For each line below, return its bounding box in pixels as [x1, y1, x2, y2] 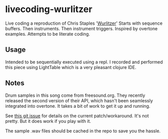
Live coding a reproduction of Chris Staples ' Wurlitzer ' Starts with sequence [5, 20, 163, 26]
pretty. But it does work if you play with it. [5, 118, 91, 124]
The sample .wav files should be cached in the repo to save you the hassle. [5, 127, 161, 134]
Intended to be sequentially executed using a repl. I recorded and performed [5, 59, 163, 65]
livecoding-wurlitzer [5, 4, 93, 15]
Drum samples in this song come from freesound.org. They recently [5, 92, 145, 98]
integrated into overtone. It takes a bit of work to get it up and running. [5, 103, 150, 109]
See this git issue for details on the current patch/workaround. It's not [5, 112, 149, 119]
